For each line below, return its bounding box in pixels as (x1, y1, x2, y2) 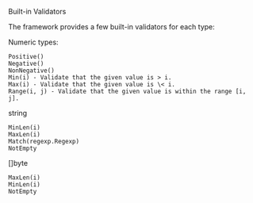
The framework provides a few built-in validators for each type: (8, 22, 216, 31)
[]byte (8, 159, 29, 167)
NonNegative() (8, 67, 56, 75)
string (8, 109, 28, 117)
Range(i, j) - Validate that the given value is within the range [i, (8, 87, 247, 95)
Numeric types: (8, 37, 59, 47)
